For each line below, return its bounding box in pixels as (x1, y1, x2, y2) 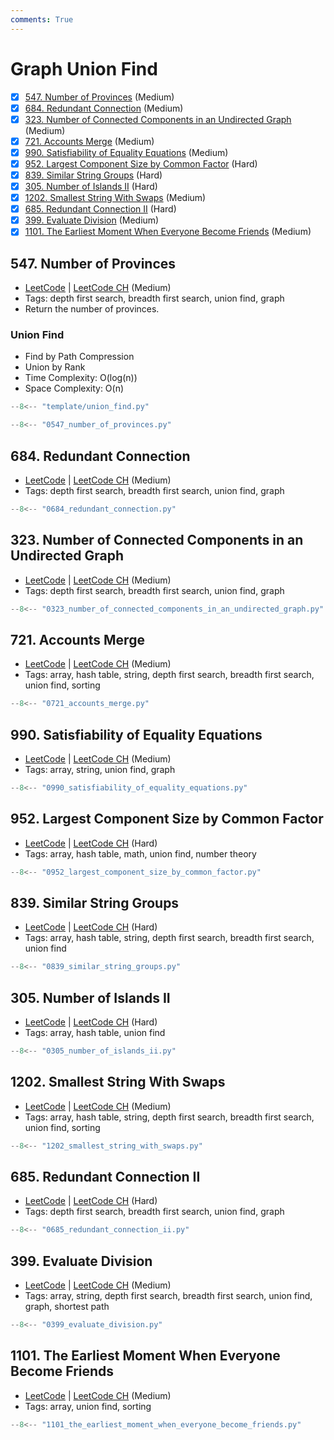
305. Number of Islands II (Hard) (24, 181, 158, 192)
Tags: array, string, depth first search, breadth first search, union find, (24, 1290, 313, 1302)
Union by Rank (24, 361, 86, 373)
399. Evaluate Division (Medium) (24, 214, 160, 226)
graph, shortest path (24, 1301, 110, 1313)
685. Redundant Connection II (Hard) (24, 203, 177, 215)
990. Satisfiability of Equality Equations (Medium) (24, 146, 229, 158)
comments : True (10, 14, 74, 25)
